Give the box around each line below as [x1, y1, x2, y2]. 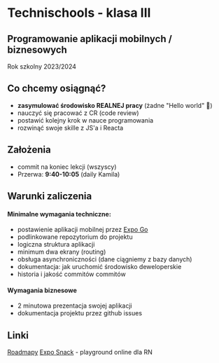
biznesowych [7, 43, 68, 55]
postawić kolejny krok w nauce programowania [17, 116, 154, 124]
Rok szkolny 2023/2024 [7, 62, 77, 71]
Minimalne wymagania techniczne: [7, 210, 112, 218]
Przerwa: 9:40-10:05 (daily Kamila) [17, 170, 120, 178]
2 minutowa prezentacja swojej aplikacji [17, 301, 132, 310]
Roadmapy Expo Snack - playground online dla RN [7, 348, 153, 357]
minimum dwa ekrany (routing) [17, 247, 106, 256]
